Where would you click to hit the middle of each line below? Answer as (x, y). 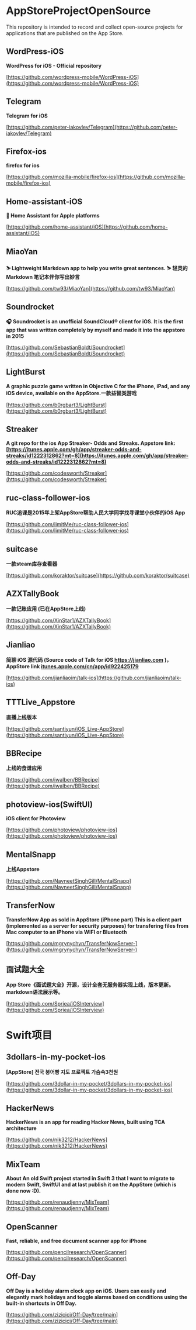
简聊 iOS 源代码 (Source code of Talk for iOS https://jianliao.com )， (89, 659)
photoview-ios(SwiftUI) (50, 804)
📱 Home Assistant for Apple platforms (53, 216)
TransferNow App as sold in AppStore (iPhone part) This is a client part (94, 920)
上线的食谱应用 (24, 768)
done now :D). (23, 1191)
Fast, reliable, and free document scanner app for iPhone (76, 1241)
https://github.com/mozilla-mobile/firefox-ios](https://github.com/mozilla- (97, 177)
